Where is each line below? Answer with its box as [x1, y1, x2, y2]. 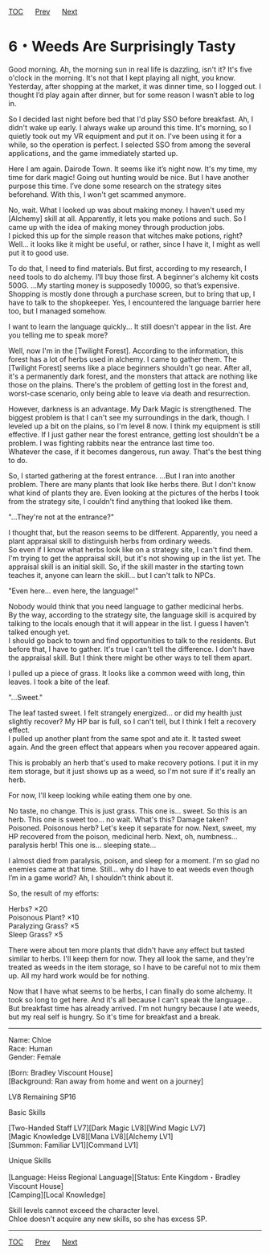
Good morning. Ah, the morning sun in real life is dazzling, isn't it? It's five [8, 64, 252, 74]
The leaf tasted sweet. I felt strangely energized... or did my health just [8, 707, 243, 718]
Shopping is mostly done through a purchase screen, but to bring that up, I [8, 289, 256, 298]
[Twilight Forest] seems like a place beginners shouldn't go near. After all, [8, 363, 252, 372]
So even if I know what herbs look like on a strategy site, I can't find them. [8, 544, 253, 554]
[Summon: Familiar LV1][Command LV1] [8, 1140, 139, 1149]
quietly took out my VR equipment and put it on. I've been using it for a [8, 131, 243, 141]
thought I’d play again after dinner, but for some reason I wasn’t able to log [8, 90, 255, 100]
